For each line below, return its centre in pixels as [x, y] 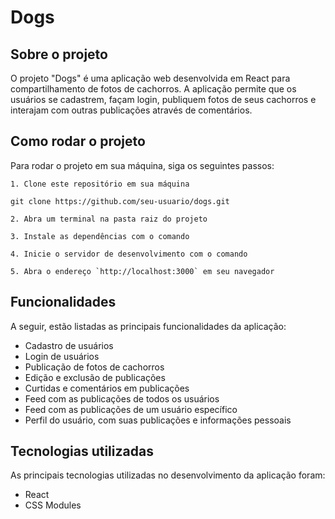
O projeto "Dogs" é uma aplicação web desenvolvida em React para [150, 78]
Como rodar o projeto [78, 141]
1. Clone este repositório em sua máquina [100, 184]
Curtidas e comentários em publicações [107, 388]
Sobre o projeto [59, 54]
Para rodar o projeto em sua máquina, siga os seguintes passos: [142, 165]
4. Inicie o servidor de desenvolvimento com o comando [129, 254]
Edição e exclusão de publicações [95, 377]
